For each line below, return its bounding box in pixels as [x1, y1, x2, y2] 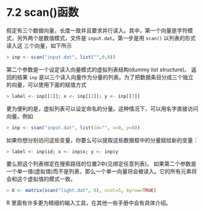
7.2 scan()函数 [6, 5, 79, 19]
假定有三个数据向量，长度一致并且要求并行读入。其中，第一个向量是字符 [6, 27, 188, 34]
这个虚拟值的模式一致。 [16, 176, 76, 183]
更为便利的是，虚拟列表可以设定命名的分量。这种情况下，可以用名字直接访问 [6, 104, 199, 112]
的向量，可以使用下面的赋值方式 [6, 81, 86, 88]
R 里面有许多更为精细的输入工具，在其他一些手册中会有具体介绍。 [6, 199, 172, 207]
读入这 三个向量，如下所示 [6, 42, 72, 49]
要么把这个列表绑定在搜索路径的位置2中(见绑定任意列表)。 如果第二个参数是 [6, 160, 197, 168]
